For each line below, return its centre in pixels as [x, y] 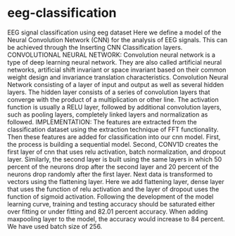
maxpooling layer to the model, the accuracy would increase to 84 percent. [116, 218]
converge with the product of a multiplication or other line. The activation [113, 99]
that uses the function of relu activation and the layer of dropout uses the [113, 189]
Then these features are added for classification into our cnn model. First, [114, 137]
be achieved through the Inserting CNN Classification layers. [95, 47]
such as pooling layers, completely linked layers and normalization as [108, 114]
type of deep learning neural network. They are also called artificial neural [115, 62]
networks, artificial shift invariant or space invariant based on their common [117, 70]
